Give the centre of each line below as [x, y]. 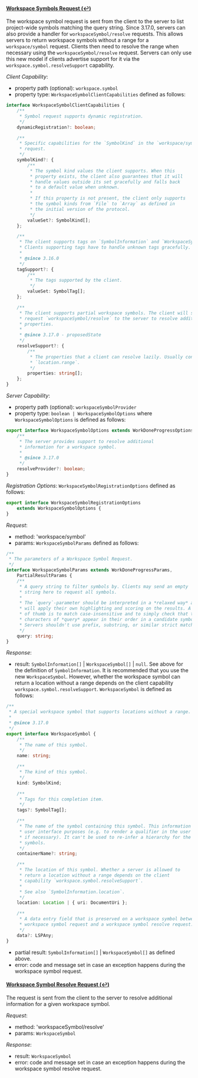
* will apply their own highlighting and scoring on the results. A [105, 608]
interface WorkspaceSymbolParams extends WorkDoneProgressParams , [89, 570]
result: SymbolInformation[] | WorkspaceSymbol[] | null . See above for [99, 664]
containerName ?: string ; [47, 854]
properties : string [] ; [55, 373]
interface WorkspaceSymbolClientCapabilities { [66, 105]
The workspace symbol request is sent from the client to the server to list [95, 21]
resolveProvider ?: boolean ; [51, 469]
